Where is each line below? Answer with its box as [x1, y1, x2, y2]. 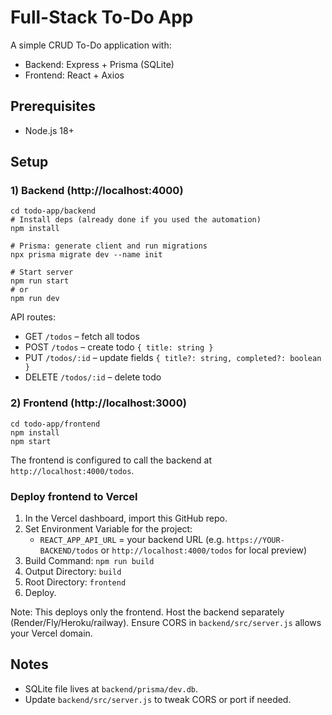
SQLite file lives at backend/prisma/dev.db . [24, 682, 199, 695]
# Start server [10, 267, 74, 278]
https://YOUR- [226, 536, 285, 546]
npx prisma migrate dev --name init [10, 250, 163, 260]
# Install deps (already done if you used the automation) [10, 215, 262, 225]
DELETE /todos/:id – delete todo [24, 371, 162, 383]
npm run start [10, 276, 70, 286]
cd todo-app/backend [10, 206, 97, 216]
